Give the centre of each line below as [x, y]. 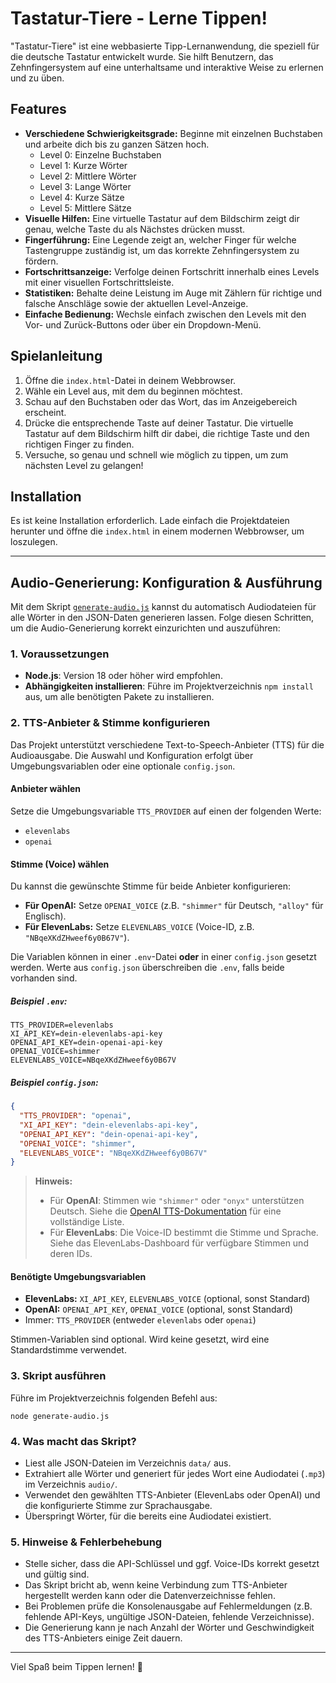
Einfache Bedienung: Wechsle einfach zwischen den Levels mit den [165, 314]
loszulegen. [34, 542]
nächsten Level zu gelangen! [84, 465]
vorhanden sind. [44, 978]
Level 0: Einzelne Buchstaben [100, 154]
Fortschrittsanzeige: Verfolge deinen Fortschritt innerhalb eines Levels [172, 271]
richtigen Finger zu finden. [79, 444]
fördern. [41, 261]
